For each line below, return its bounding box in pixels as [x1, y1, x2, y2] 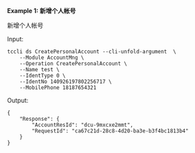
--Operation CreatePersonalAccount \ [19, 60, 128, 67]
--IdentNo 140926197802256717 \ [19, 78, 112, 85]
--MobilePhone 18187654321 [19, 84, 97, 91]
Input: [7, 35, 24, 43]
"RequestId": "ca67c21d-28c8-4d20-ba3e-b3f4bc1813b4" [32, 128, 189, 134]
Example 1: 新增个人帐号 [7, 7, 76, 14]
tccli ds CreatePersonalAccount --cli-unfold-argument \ [7, 48, 176, 55]
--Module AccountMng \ [19, 54, 84, 61]
